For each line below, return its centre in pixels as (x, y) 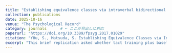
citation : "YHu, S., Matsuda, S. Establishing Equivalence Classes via (83, 38)
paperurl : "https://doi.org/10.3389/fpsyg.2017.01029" (65, 33)
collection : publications (33, 15)
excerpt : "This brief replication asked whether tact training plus (80, 43)
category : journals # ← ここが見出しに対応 (55, 29)
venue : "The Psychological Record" (43, 24)
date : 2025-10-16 (24, 19)
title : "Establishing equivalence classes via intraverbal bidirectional (86, 10)
